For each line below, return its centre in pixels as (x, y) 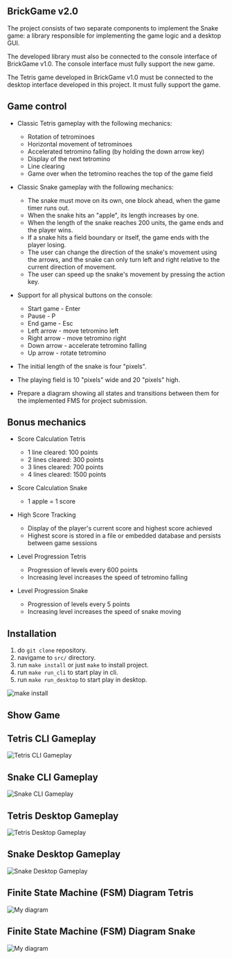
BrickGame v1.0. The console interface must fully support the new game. (111, 64)
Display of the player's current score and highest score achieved (120, 528)
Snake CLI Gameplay (53, 777)
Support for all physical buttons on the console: (85, 295)
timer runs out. (48, 208)
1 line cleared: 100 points (63, 452)
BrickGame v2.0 (43, 11)
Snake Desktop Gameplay (64, 854)
